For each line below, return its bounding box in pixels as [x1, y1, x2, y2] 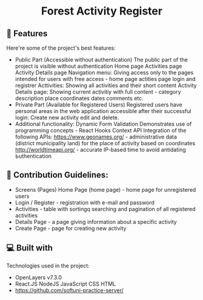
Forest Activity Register [41, 4, 162, 18]
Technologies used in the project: [6, 262, 90, 269]
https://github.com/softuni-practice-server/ [15, 286, 124, 294]
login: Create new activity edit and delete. [15, 114, 119, 121]
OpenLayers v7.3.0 [15, 273, 62, 281]
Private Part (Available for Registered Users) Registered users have [15, 101, 183, 108]
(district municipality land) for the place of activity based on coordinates [15, 140, 196, 146]
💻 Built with [6, 243, 53, 253]
